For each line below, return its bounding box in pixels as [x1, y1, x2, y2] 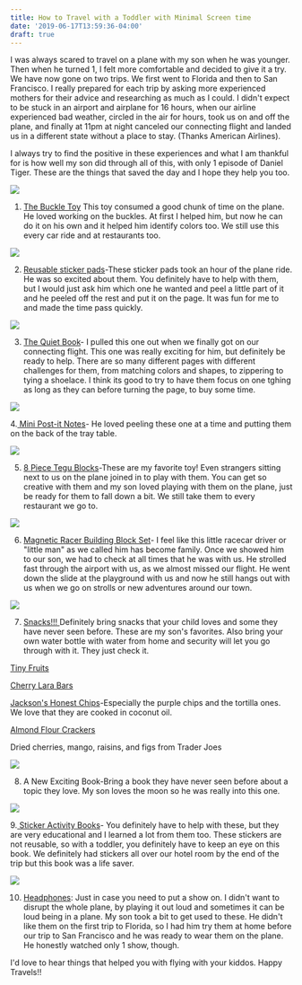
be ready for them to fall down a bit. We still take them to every [22, 491, 255, 502]
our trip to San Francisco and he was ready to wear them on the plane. [22, 930, 284, 941]
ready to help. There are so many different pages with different [22, 356, 256, 366]
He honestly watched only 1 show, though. [22, 940, 180, 951]
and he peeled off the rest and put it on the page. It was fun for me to [22, 293, 280, 303]
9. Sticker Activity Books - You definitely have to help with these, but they [10, 820, 280, 831]
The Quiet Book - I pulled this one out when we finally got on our [22, 337, 259, 347]
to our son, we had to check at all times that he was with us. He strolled [22, 554, 287, 565]
